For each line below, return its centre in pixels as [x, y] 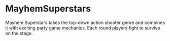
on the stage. [19, 33]
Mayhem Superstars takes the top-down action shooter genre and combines [85, 22]
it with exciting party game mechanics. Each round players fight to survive [83, 27]
